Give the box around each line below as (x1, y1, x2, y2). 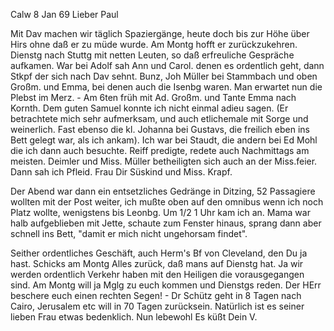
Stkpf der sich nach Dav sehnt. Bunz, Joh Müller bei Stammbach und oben (10, 70, 318, 82)
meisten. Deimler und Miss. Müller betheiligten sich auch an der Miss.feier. (10, 155, 318, 167)
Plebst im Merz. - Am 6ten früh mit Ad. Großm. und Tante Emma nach (10, 92, 297, 103)
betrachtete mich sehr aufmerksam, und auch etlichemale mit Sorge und (10, 113, 309, 124)
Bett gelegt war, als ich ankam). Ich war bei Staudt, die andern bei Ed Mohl (10, 134, 318, 146)
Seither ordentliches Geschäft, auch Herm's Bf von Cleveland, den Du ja (10, 247, 308, 259)
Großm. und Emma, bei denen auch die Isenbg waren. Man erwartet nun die (10, 81, 323, 93)
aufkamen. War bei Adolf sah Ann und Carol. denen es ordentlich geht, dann (10, 60, 325, 71)
